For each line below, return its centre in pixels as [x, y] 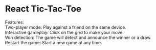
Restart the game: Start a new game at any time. [54, 42]
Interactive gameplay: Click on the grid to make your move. [64, 32]
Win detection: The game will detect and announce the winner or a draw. [78, 37]
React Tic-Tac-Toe [43, 9]
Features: [15, 22]
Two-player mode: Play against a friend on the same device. [66, 27]
